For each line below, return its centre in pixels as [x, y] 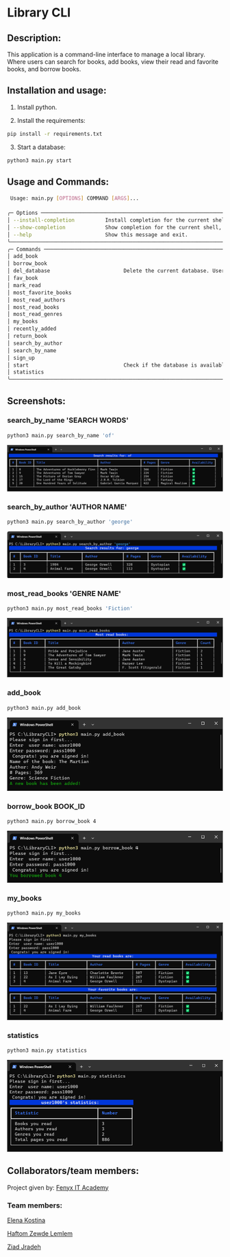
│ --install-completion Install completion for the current [108, 220]
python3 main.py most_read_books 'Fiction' [70, 609]
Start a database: [41, 147]
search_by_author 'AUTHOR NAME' [67, 507]
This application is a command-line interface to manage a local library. [106, 54]
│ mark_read [24, 285]
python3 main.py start [39, 160]
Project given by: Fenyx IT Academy [58, 1187]
